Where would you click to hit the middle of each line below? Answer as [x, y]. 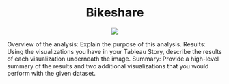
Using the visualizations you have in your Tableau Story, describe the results [114, 51]
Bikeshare [115, 13]
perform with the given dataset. [51, 73]
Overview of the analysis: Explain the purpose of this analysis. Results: [107, 44]
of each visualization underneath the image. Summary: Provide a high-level [113, 59]
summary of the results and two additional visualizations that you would [108, 66]
